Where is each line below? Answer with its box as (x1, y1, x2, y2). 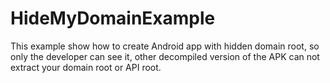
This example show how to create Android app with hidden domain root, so (10, 40, 320, 52)
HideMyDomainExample (10, 7, 216, 30)
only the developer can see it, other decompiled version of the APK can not (10, 50, 320, 62)
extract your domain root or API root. (10, 61, 162, 73)
